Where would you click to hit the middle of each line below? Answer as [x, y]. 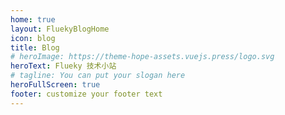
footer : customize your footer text [86, 94]
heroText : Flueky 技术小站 [63, 66]
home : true [33, 19]
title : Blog [35, 47]
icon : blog [33, 38]
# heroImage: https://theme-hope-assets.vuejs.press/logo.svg [142, 57]
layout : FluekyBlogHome [60, 29]
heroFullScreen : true [55, 85]
